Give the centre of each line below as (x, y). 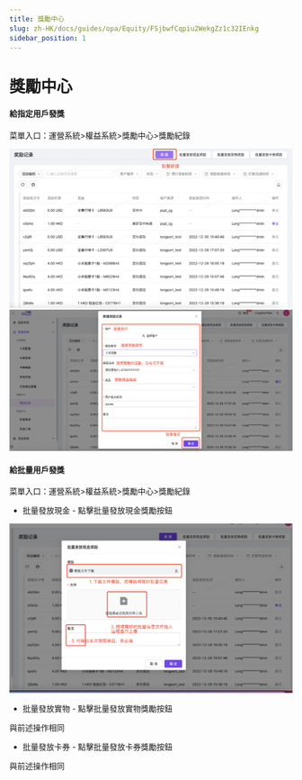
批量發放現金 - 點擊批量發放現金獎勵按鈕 (98, 511)
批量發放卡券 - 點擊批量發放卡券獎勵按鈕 (98, 747)
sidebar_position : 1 (48, 38)
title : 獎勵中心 (37, 19)
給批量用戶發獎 (37, 469)
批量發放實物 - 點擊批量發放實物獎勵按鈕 (98, 709)
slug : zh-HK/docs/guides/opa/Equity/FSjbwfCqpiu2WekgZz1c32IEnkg (134, 28)
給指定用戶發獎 (37, 113)
